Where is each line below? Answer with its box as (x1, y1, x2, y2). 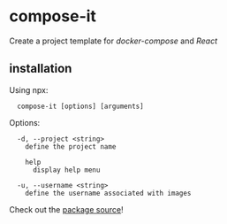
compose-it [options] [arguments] (17, 102, 144, 111)
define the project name (25, 142, 117, 151)
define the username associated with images (25, 189, 192, 197)
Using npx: (9, 84, 49, 95)
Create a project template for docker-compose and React (9, 35, 218, 46)
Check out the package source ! (9, 204, 124, 214)
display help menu (32, 166, 101, 174)
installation (9, 61, 72, 76)
